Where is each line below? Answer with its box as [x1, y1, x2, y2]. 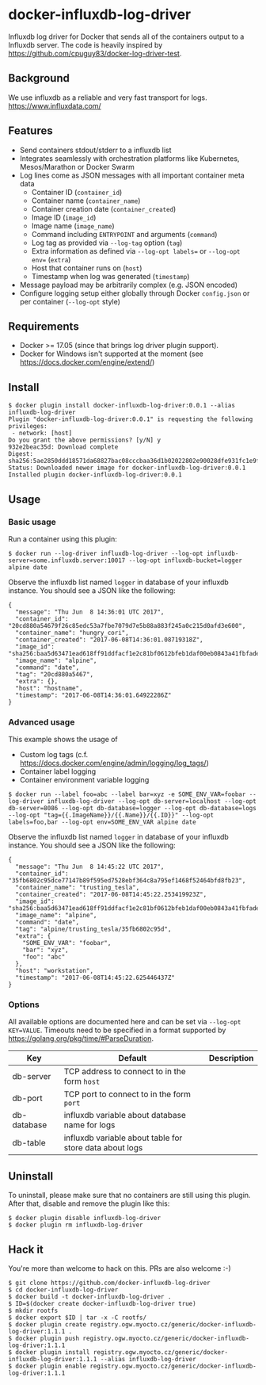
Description [208, 1053, 254, 1064]
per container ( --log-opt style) [19, 297, 121, 306]
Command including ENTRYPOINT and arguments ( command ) [31, 229, 218, 239]
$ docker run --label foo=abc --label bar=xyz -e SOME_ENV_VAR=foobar [8, 790, 246, 798]
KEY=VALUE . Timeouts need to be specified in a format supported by [8, 1025, 226, 1035]
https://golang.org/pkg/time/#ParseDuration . [8, 1034, 154, 1043]
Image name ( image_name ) [31, 220, 115, 231]
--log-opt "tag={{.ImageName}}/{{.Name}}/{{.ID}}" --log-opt [8, 811, 215, 820]
